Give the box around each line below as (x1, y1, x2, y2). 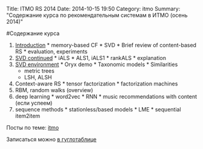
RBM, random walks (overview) (15, 87, 93, 93)
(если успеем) (15, 99, 53, 107)
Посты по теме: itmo (6, 124, 59, 131)
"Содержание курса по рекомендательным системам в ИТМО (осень (6, 12, 188, 19)
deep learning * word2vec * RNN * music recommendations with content (15, 93, 198, 100)
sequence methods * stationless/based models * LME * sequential (15, 106, 181, 113)
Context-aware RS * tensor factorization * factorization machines (15, 80, 178, 87)
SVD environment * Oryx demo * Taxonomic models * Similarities (15, 61, 178, 68)
